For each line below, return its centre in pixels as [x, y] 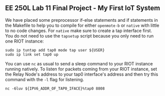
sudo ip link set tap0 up [32, 54]
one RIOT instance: [24, 41]
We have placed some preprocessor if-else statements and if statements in [82, 20]
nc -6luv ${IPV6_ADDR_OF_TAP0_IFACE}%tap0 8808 [55, 89]
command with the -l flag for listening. [45, 79]
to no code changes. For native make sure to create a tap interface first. [79, 30]
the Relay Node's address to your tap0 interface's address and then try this [82, 74]
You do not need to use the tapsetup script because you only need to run [80, 36]
